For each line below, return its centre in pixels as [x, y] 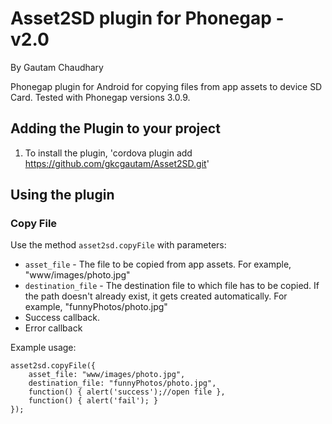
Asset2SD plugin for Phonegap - [147, 18]
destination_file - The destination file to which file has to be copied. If [172, 286]
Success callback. [62, 318]
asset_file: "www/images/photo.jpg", [107, 375]
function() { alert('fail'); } [93, 401]
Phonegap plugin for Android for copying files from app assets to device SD [166, 86]
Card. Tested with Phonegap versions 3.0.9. [100, 97]
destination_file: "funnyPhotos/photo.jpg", [122, 383]
